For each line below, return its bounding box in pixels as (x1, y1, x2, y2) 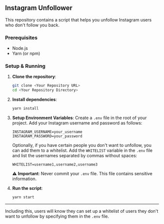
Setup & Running (5, 63, 45, 70)
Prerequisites (5, 34, 38, 41)
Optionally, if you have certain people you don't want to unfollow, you (12, 143, 152, 148)
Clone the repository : (12, 74, 57, 80)
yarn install (12, 106, 39, 111)
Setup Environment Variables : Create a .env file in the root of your (12, 115, 147, 121)
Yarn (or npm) (12, 51, 41, 57)
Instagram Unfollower (5, 4, 73, 12)
